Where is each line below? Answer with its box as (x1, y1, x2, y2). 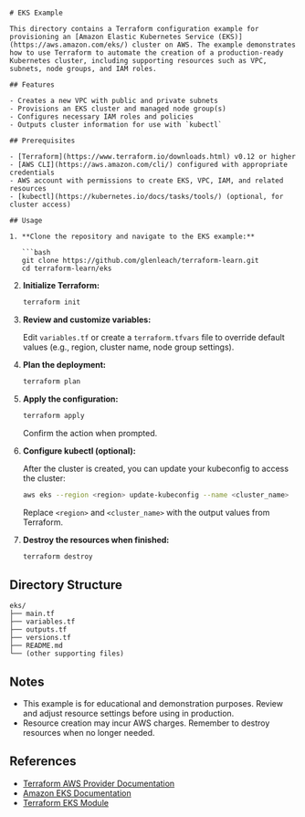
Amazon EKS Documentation (22, 787, 131, 799)
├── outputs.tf (9, 625, 68, 634)
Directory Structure (9, 577, 123, 592)
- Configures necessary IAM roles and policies (9, 112, 195, 121)
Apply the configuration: (22, 393, 119, 404)
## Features (9, 80, 55, 89)
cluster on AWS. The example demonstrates (131, 40, 297, 49)
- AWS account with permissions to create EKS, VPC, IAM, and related (9, 176, 284, 185)
